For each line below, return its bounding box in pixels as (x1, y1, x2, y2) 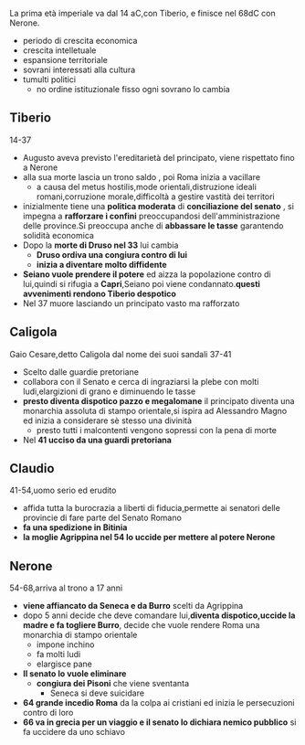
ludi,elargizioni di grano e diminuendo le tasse (22, 386, 196, 397)
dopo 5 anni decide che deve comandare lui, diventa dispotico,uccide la (22, 610, 296, 621)
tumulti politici (22, 74, 76, 85)
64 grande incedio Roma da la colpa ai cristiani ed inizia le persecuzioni (22, 697, 295, 708)
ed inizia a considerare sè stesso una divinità (22, 415, 193, 426)
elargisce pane (36, 658, 93, 670)
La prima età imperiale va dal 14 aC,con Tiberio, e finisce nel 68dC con (9, 8, 276, 18)
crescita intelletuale (22, 45, 97, 56)
